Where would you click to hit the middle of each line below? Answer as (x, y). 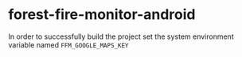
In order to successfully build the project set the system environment (121, 36)
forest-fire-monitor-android (102, 15)
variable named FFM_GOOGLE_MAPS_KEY (68, 44)
